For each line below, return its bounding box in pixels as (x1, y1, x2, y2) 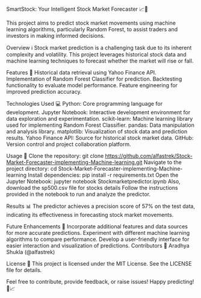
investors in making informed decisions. (6, 32, 105, 39)
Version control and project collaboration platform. (6, 141, 131, 148)
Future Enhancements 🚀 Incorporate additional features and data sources (6, 223, 188, 230)
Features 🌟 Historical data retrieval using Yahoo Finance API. (6, 69, 156, 76)
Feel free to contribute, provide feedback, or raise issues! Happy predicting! (6, 278, 194, 285)
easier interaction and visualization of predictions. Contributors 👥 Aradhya (6, 242, 190, 249)
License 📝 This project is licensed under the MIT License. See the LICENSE (6, 260, 193, 267)
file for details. (6, 267, 42, 273)
